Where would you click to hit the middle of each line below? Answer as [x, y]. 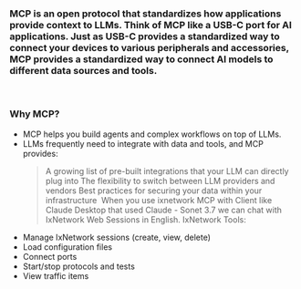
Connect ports [50, 256]
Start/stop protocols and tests [78, 266]
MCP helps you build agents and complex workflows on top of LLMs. [152, 134]
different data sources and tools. [83, 70]
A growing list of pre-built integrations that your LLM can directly [167, 170]
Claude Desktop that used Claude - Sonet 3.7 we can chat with [164, 210]
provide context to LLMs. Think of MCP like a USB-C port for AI [150, 25]
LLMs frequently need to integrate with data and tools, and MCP [143, 143]
